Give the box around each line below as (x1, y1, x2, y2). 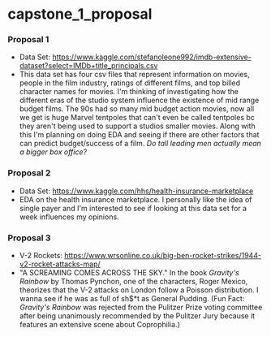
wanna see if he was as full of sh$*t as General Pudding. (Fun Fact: (19, 294, 245, 304)
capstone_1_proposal (7, 5, 153, 24)
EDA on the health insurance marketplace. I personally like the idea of (19, 194, 252, 204)
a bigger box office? (19, 147, 87, 157)
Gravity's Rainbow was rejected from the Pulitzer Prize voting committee (19, 302, 263, 313)
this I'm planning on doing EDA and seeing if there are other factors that (19, 130, 260, 140)
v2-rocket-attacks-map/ (19, 259, 101, 269)
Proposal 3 (7, 232, 51, 244)
